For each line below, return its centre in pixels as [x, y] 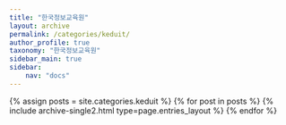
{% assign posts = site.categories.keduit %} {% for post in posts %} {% [142, 101]
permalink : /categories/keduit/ [69, 34]
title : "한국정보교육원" [49, 17]
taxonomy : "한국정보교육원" [55, 51]
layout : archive [39, 26]
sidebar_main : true [46, 59]
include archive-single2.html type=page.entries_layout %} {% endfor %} [143, 110]
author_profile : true [50, 42]
